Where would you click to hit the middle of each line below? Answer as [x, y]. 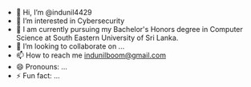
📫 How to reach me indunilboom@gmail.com [91, 55]
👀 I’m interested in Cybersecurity [70, 21]
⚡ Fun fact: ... [38, 75]
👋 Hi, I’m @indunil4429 [54, 12]
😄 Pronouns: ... [42, 67]
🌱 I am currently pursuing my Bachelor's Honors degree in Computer [129, 29]
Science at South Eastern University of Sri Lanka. [97, 38]
